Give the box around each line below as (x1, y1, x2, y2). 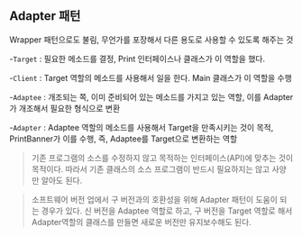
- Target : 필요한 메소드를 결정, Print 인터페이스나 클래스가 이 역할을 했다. (9, 53, 266, 64)
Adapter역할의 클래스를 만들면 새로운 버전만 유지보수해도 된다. (31, 216, 252, 227)
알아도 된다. (41, 175, 83, 186)
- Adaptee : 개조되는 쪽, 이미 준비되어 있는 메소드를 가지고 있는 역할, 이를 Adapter (9, 91, 294, 102)
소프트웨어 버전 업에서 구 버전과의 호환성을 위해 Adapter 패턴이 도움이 (31, 194, 278, 204)
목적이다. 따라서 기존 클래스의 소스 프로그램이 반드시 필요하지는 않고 (31, 163, 270, 174)
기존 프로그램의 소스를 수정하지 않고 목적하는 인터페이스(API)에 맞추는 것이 (31, 152, 294, 163)
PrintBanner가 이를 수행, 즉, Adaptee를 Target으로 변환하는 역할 (9, 133, 238, 144)
